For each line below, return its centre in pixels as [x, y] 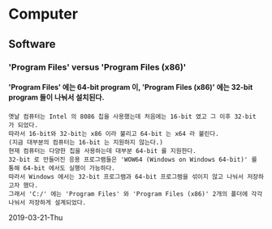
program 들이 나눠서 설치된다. [56, 97]
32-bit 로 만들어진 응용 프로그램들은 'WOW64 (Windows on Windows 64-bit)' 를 [133, 159]
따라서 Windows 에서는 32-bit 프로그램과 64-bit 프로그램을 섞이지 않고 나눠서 [126, 176]
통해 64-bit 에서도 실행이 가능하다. [62, 168]
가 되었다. [24, 125]
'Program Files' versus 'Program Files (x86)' [97, 67]
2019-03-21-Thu [36, 217]
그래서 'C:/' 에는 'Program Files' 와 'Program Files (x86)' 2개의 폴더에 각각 [136, 194]
